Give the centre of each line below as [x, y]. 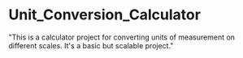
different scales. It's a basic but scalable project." [91, 45]
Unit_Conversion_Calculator [105, 15]
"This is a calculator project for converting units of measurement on [122, 37]
